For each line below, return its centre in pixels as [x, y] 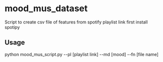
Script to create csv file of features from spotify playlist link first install [76, 22]
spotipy [12, 27]
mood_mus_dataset [46, 9]
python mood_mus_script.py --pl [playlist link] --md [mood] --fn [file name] [82, 54]
